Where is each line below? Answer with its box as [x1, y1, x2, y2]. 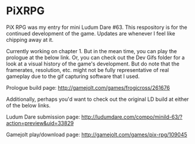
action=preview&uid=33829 [6, 119, 74, 126]
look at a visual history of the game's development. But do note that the [6, 60, 180, 67]
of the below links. [6, 102, 51, 109]
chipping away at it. [6, 36, 54, 43]
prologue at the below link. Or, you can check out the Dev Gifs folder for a [6, 54, 185, 61]
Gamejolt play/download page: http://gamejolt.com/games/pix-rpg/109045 [6, 131, 187, 138]
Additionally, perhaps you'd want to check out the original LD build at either [6, 96, 189, 103]
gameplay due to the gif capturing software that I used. [6, 73, 140, 80]
